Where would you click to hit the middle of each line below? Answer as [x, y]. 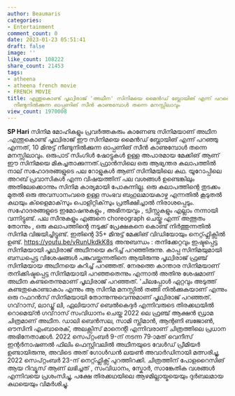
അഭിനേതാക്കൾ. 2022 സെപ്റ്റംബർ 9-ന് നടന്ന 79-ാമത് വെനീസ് [100, 336]
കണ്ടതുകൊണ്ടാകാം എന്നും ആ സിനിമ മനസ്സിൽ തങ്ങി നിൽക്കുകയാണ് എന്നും [117, 289]
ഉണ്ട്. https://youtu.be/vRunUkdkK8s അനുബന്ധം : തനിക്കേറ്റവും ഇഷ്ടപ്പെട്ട [113, 242]
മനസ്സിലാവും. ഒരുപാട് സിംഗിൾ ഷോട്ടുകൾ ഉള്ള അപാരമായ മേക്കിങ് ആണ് [114, 155]
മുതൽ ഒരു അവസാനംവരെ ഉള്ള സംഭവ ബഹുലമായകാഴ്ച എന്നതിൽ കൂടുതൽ [115, 194]
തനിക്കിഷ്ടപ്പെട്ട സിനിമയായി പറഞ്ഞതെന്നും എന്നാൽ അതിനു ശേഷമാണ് [111, 273]
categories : [24, 20]
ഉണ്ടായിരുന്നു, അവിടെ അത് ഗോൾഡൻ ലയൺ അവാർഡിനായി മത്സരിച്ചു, [114, 352]
